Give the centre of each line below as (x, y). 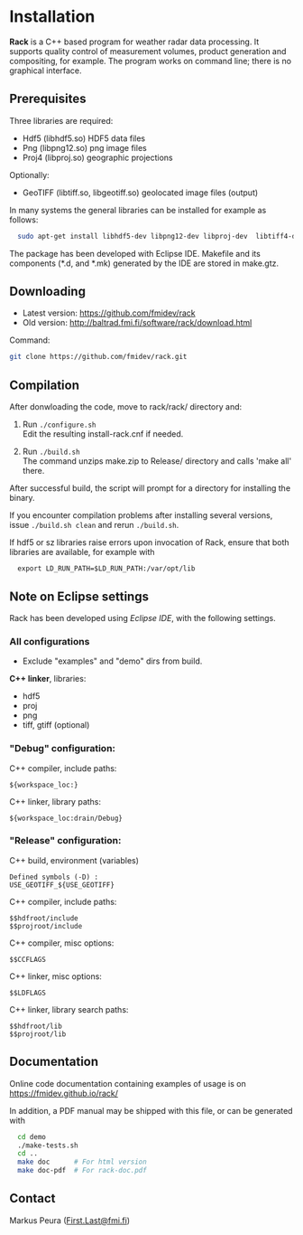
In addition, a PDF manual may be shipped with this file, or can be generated (151, 1110)
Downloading (47, 292)
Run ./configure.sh (59, 424)
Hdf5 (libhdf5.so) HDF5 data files (84, 138)
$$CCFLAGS (28, 959)
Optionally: (29, 174)
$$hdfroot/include (44, 918)
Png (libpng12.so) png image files (84, 147)
